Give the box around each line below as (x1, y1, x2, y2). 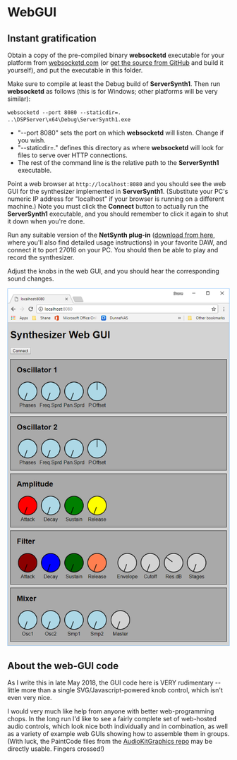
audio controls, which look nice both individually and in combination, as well (7, 722, 228, 730)
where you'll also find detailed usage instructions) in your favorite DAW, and (7, 238, 228, 247)
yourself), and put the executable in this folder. (7, 66, 143, 74)
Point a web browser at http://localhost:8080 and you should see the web (7, 180, 226, 188)
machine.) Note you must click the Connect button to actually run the (7, 202, 209, 210)
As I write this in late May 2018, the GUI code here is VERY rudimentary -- (7, 678, 221, 687)
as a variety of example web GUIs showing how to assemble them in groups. (7, 730, 230, 738)
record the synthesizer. (7, 253, 75, 262)
